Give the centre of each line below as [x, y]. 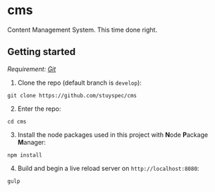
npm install [25, 155]
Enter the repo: [39, 109]
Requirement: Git [32, 68]
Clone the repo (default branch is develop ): [80, 83]
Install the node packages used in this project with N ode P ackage [113, 134]
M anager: [31, 142]
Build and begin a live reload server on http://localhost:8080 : [108, 168]
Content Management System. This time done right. [82, 30]
